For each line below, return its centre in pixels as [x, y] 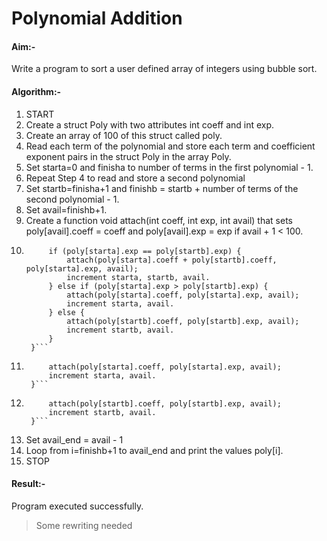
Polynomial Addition [97, 18]
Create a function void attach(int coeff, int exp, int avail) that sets [159, 220]
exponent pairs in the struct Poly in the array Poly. [128, 156]
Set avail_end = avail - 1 [74, 439]
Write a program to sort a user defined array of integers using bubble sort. [164, 69]
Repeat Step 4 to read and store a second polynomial [135, 178]
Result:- [28, 484]
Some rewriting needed [84, 525]
